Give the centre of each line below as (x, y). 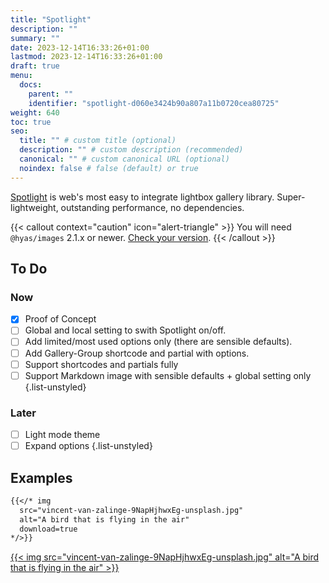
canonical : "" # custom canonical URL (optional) (124, 159)
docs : (31, 85)
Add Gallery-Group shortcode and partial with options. (137, 353)
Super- (291, 197)
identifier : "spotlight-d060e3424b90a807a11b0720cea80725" (154, 103)
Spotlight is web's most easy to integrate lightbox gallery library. (142, 197)
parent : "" (51, 94)
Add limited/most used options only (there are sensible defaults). (158, 342)
